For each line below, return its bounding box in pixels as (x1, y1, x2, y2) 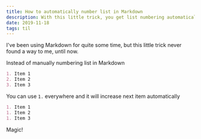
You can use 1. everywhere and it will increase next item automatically (6, 93, 181, 100)
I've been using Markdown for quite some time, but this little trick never (6, 42, 182, 49)
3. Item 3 (6, 82, 31, 88)
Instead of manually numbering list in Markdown (6, 59, 125, 67)
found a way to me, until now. (6, 48, 79, 55)
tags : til (6, 25, 31, 31)
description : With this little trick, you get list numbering (6, 14, 165, 20)
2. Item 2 (6, 77, 31, 83)
